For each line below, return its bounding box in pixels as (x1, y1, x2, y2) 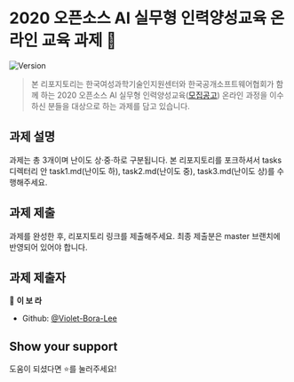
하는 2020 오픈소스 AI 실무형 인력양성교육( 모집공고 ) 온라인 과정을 (40, 90, 268, 100)
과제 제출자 (9, 270, 67, 285)
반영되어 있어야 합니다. (9, 242, 88, 252)
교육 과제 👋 (41, 30, 117, 51)
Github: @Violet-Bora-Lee (21, 313, 117, 324)
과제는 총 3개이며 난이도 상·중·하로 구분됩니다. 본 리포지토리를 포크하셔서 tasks (9, 155, 282, 165)
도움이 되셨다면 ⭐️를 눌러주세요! (9, 363, 117, 374)
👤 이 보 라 (9, 295, 43, 306)
